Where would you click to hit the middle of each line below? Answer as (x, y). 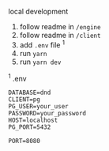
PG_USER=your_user (38, 107)
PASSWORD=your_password (47, 114)
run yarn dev (40, 62)
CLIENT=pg (24, 100)
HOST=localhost (33, 121)
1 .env (17, 77)
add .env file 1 (42, 44)
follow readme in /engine (60, 26)
